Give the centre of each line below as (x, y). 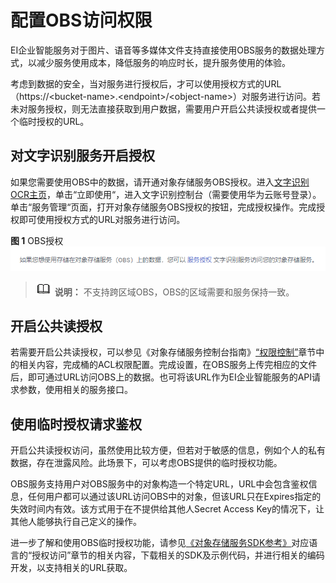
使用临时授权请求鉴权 (76, 424)
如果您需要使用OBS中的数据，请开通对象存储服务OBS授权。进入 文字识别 (160, 182)
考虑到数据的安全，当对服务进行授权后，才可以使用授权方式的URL (146, 83)
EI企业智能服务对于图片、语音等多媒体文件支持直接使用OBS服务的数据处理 (163, 50)
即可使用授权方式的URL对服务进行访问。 (102, 219)
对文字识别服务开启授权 (82, 156)
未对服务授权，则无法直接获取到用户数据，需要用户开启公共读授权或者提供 (163, 108)
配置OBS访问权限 (81, 20)
